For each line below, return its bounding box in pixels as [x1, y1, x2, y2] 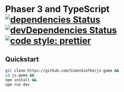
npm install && [5, 77, 37, 83]
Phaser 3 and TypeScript [5, 3, 110, 15]
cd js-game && [5, 73, 35, 78]
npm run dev [5, 82, 30, 87]
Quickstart [5, 55, 39, 63]
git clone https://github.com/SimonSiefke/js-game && [5, 68, 120, 73]
